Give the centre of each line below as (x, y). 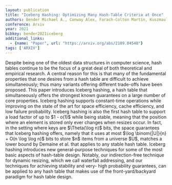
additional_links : (25, 39)
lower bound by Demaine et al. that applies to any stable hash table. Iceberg (85, 144)
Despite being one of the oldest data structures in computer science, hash (84, 62)
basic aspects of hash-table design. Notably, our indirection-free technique (85, 155)
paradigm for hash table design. (39, 176)
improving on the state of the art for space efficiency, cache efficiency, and (85, 106)
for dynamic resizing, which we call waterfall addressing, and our (74, 160)
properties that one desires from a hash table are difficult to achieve (77, 79)
